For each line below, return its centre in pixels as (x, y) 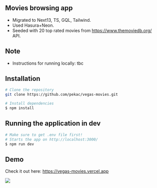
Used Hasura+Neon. (33, 25)
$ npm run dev (20, 144)
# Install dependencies (30, 104)
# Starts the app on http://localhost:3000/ (52, 139)
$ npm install (20, 108)
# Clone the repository (30, 90)
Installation (23, 79)
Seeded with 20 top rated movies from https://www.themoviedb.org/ (82, 30)
